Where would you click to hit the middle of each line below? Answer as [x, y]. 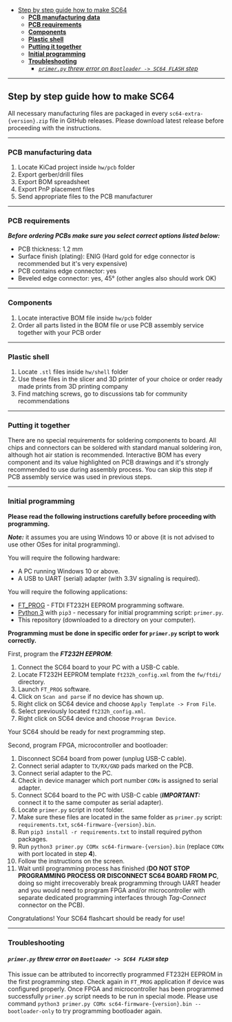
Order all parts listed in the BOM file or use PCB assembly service [111, 325]
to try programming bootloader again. [109, 1011]
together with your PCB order [60, 332]
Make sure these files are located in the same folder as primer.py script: [120, 817]
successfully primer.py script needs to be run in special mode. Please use [113, 996]
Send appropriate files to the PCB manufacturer [85, 196]
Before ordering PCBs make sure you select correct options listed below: [114, 236]
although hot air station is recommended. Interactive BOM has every [105, 455]
